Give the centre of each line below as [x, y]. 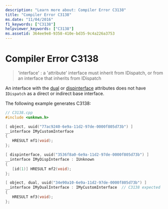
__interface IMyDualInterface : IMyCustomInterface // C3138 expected [83, 188]
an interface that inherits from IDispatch [60, 78]
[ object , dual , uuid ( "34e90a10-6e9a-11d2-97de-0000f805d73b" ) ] [76, 183]
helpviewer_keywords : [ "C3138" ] [39, 29]
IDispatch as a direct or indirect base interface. [55, 93]
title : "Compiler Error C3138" [38, 15]
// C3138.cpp [19, 112]
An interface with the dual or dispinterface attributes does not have [76, 88]
